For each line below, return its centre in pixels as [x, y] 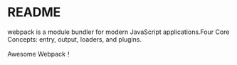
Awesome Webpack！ [40, 54]
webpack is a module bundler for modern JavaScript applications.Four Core [118, 32]
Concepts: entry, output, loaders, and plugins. [75, 39]
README [34, 12]
